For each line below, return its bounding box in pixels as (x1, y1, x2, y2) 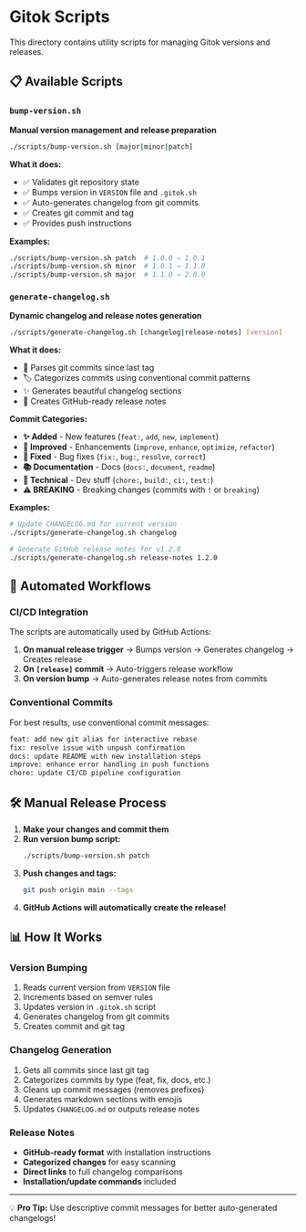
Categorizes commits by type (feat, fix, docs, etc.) (22, 1074, 211, 1085)
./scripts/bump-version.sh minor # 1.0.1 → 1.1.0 (9, 262, 206, 271)
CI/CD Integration (9, 605, 89, 618)
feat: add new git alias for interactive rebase (9, 734, 198, 743)
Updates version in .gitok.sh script (22, 1002, 157, 1013)
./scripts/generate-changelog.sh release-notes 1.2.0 (9, 553, 219, 563)
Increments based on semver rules (22, 992, 153, 1003)
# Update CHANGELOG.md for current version (9, 520, 178, 529)
